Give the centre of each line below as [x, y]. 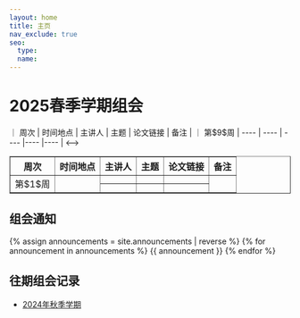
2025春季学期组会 [76, 106]
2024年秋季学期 [52, 304]
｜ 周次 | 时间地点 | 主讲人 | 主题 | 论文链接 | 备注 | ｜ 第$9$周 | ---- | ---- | [146, 132]
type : [28, 51]
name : [28, 59]
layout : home [33, 17]
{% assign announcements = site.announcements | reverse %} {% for [137, 241]
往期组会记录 [45, 281]
